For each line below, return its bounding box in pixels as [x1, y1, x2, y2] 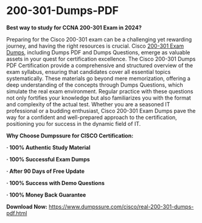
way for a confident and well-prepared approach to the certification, [6, 114, 178, 121]
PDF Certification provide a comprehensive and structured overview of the [6, 62, 193, 69]
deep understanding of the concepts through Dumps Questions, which [6, 81, 184, 89]
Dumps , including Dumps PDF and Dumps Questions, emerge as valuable [6, 48, 190, 56]
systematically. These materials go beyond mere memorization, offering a [6, 75, 190, 82]
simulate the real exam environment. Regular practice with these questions [6, 87, 193, 95]
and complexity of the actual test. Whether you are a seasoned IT [6, 100, 170, 108]
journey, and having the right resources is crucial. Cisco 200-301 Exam [6, 42, 184, 49]
